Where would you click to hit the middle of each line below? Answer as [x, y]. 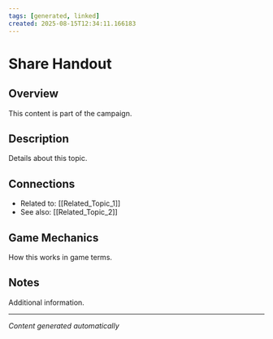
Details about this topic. [48, 159]
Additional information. [47, 302]
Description [39, 139]
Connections [42, 184]
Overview [34, 94]
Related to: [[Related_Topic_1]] [70, 203]
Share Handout [60, 64]
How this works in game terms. [60, 257]
